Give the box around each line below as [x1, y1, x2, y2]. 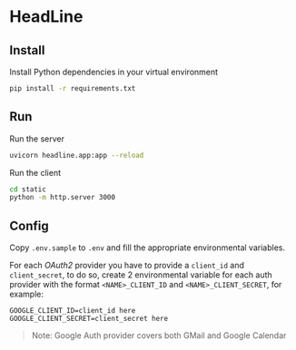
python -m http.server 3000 [9, 193, 116, 202]
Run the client [9, 167, 62, 178]
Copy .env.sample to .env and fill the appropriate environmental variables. [9, 242, 286, 253]
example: [9, 288, 44, 300]
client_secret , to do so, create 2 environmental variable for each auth [9, 269, 272, 280]
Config [9, 218, 49, 233]
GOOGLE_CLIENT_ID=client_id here [9, 306, 136, 316]
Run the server [9, 133, 65, 144]
